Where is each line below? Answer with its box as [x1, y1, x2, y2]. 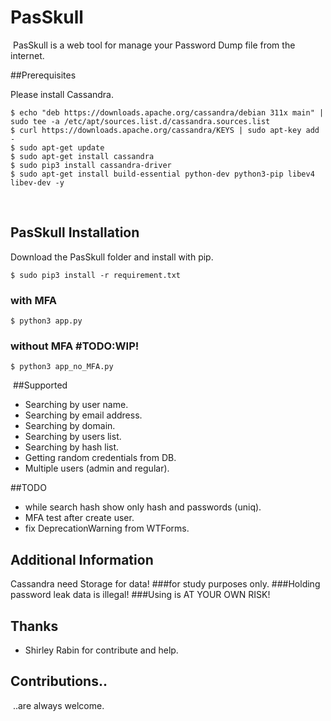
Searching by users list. [24, 431, 122, 443]
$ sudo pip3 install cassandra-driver [10, 160, 172, 170]
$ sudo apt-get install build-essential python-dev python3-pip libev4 [10, 169, 315, 179]
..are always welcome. [12, 699, 105, 711]
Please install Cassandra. [10, 88, 114, 100]
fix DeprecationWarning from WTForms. [24, 522, 190, 535]
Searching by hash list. [24, 441, 120, 453]
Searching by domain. [24, 420, 116, 432]
